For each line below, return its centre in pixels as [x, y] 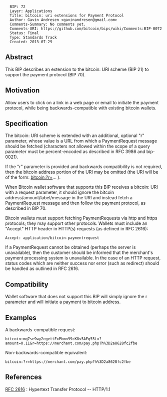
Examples [21, 317]
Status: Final [24, 33]
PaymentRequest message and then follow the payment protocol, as [75, 203]
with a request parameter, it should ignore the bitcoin [60, 192]
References [23, 377]
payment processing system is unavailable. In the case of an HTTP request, [83, 258]
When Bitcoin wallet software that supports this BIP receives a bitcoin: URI [82, 187]
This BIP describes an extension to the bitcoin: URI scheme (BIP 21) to [77, 69]
